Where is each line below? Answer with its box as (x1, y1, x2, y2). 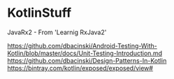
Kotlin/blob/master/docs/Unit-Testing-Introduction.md (7, 49, 163, 57)
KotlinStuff (7, 5, 72, 21)
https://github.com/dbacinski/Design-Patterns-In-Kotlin (7, 56, 167, 64)
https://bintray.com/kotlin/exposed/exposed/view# (7, 64, 154, 72)
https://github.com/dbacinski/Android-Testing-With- (7, 41, 157, 50)
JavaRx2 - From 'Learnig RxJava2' (7, 28, 107, 36)
